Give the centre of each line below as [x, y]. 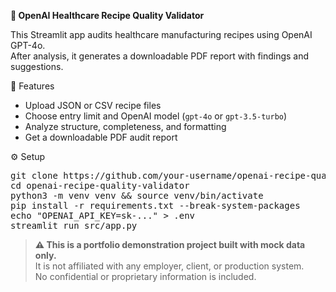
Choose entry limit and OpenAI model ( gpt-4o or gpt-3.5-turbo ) [156, 116]
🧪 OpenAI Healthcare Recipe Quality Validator [107, 15]
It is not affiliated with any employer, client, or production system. [169, 266]
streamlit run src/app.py [74, 225]
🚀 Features [32, 86]
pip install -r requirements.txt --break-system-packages [155, 205]
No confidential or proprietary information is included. [145, 276]
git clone [34, 175]
